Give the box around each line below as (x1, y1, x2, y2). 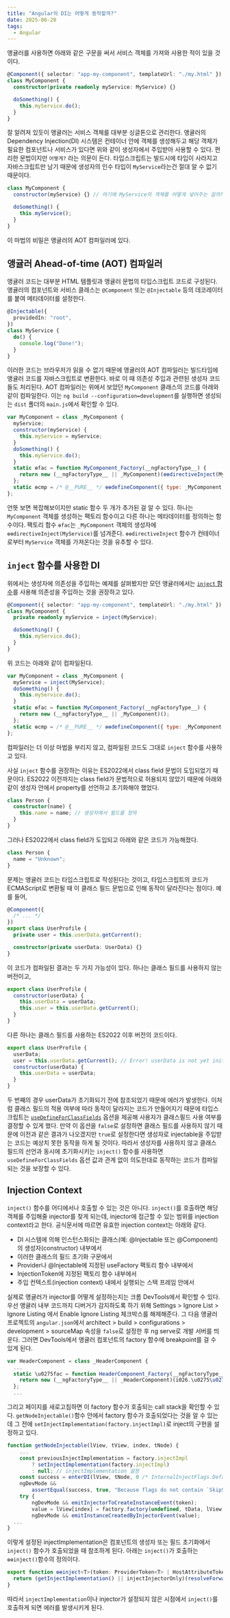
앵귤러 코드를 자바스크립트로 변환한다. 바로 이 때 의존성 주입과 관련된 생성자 (7, 375, 208, 383)
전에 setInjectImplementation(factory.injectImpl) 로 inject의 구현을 (21, 1420, 213, 1428)
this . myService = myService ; (19, 433, 103, 440)
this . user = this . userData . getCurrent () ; (19, 1004, 139, 1012)
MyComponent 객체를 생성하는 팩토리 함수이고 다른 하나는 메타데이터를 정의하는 (7, 511, 214, 520)
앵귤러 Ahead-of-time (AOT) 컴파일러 (7, 258, 163, 270)
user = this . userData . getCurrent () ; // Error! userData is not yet (13, 1057, 210, 1064)
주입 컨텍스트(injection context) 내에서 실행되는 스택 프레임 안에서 (16, 1278, 195, 1286)
